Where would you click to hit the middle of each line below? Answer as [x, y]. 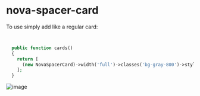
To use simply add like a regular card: [52, 27]
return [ [28, 59]
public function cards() [42, 48]
